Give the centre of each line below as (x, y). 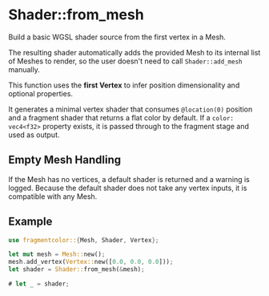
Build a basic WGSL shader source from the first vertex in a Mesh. (117, 37)
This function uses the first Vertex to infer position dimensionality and (124, 85)
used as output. (34, 135)
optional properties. (41, 93)
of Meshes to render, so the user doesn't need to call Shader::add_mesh (125, 61)
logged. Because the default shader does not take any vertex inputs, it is (128, 188)
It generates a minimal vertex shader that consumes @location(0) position (130, 109)
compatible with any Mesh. (53, 196)
